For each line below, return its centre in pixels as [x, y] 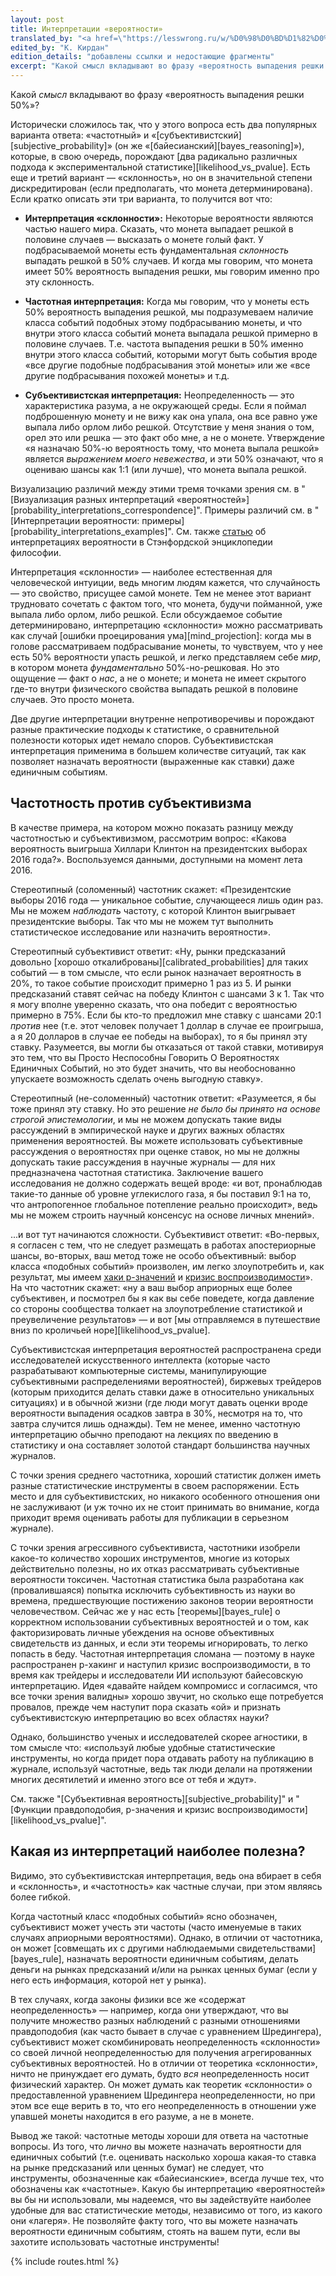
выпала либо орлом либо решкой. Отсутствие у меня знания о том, [169, 427]
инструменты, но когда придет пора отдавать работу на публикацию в [162, 1758]
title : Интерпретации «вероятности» [86, 29]
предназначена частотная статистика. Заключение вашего [137, 1172]
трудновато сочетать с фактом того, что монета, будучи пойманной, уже [166, 604]
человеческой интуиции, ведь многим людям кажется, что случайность [165, 582]
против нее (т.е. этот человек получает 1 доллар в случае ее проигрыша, [167, 1025]
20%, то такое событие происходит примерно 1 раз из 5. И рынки [151, 983]
